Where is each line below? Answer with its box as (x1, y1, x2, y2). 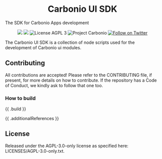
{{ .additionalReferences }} (5, 116, 59, 122)
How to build (5, 95, 36, 101)
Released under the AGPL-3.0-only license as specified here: (5, 143, 129, 149)
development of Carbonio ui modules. (5, 44, 81, 50)
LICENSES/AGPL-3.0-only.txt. (5, 148, 65, 154)
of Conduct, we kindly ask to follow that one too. (5, 82, 103, 88)
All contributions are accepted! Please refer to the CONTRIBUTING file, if (5, 72, 152, 78)
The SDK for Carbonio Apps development (5, 20, 89, 26)
